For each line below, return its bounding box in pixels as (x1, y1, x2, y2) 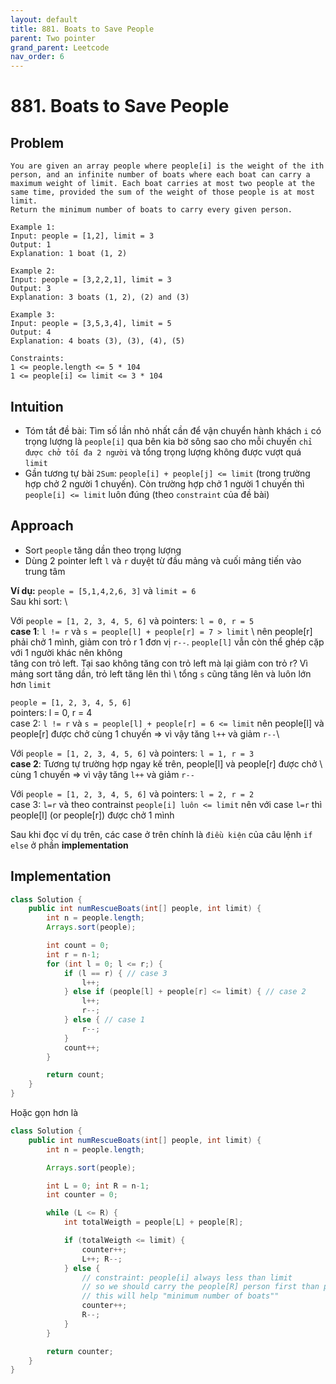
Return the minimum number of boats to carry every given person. (10, 205, 293, 215)
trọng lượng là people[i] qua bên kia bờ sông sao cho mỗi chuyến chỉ (24, 435, 313, 447)
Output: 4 (10, 327, 52, 338)
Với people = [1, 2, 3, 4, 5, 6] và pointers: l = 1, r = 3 (10, 747, 255, 759)
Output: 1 (10, 240, 52, 250)
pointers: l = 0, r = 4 (10, 706, 93, 718)
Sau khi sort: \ (10, 595, 68, 607)
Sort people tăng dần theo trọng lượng (24, 544, 182, 556)
